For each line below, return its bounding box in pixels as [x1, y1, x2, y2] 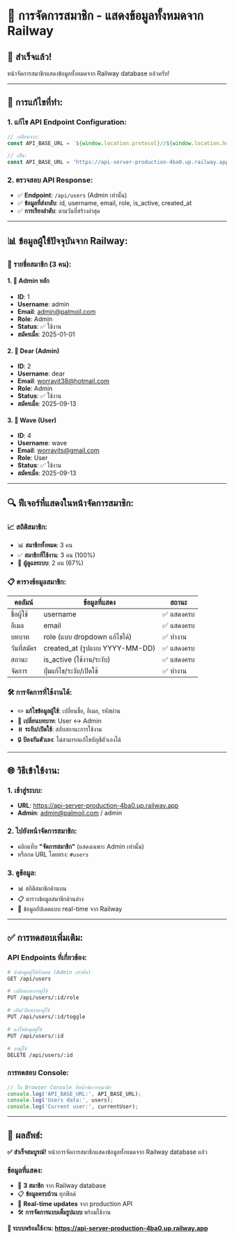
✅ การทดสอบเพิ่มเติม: [7, 932, 84, 944]
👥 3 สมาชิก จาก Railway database [17, 1181, 107, 1190]
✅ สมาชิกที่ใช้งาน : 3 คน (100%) [17, 551, 95, 559]
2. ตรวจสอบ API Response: [7, 175, 93, 185]
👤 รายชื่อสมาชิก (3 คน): [7, 259, 72, 269]
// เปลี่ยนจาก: [7, 133, 40, 140]
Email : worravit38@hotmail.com [17, 377, 110, 385]
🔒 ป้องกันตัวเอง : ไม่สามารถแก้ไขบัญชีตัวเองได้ [17, 735, 122, 743]
